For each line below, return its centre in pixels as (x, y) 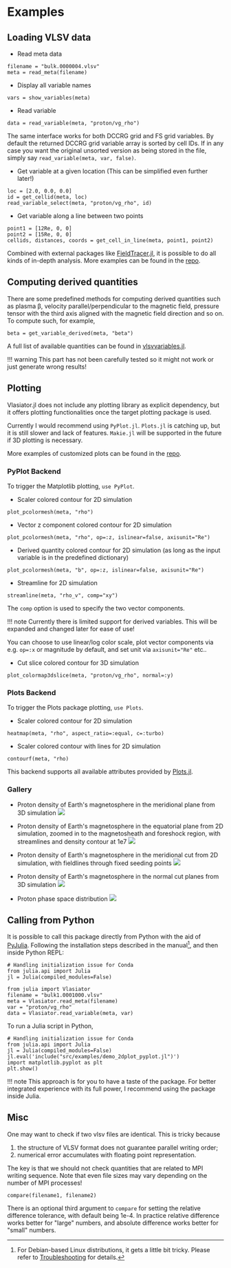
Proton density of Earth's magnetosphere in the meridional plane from (116, 805)
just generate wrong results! (47, 367)
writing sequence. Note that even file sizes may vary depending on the (107, 1175)
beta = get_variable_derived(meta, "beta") (70, 333)
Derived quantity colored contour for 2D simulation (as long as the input (119, 550)
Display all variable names (54, 85)
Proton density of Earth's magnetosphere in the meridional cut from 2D (118, 855)
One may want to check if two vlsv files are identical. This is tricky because (114, 1134)
